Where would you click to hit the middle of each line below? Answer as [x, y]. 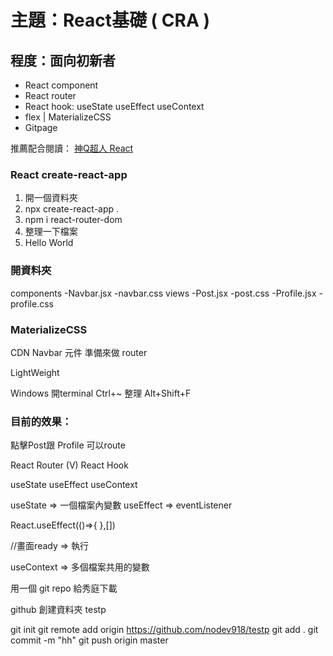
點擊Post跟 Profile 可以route [68, 445]
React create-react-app [69, 174]
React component [61, 85]
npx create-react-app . [72, 209]
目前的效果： [41, 421]
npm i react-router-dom [73, 220]
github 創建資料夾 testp [58, 610]
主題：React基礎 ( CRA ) [110, 20]
